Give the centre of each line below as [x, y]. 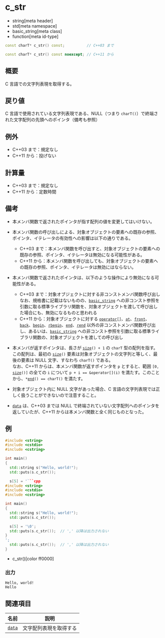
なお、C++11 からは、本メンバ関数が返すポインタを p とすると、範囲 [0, [85, 366]
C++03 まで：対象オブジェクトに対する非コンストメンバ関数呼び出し [90, 294]
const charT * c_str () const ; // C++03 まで [60, 45]
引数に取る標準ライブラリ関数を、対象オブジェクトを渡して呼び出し [89, 306]
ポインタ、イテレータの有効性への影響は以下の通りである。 [72, 238]
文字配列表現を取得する [50, 628]
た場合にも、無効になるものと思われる [58, 312]
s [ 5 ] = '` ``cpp [25, 481]
